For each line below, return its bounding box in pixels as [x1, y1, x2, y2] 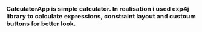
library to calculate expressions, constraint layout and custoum [6, 12, 197, 20]
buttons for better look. [6, 20, 76, 28]
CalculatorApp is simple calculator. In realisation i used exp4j [6, 5, 189, 13]
